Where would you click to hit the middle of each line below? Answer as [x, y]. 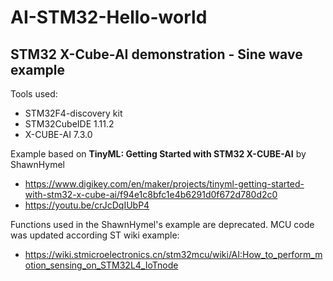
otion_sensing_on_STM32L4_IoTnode [101, 265]
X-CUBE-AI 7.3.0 [58, 134]
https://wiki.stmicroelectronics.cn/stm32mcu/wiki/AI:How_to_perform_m [173, 254]
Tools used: [34, 94]
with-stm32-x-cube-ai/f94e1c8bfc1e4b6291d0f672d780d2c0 [151, 194]
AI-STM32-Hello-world [109, 17]
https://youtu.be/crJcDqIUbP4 [87, 205]
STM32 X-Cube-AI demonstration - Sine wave [156, 54]
